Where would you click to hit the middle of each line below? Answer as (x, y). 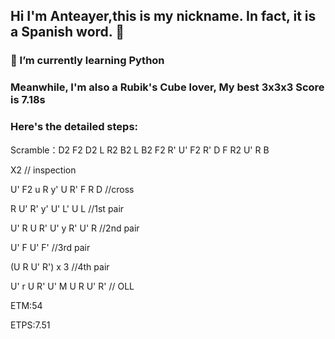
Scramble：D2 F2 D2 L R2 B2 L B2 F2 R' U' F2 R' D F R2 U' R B (140, 150)
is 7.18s (28, 100)
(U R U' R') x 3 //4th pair (60, 266)
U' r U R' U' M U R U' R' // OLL (72, 286)
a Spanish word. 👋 (67, 32)
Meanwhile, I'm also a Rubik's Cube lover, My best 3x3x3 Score (167, 87)
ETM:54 (26, 305)
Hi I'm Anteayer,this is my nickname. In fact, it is (163, 16)
